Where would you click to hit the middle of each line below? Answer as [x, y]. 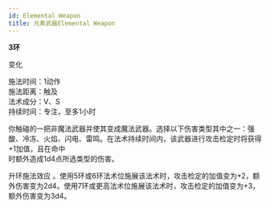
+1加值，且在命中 [37, 149]
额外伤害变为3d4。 [40, 196]
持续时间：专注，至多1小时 [52, 111]
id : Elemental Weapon [45, 16]
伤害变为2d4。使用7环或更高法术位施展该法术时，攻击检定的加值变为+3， [137, 186]
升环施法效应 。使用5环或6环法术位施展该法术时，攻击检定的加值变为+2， [131, 175]
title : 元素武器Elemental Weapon [62, 23]
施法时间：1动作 [35, 81]
